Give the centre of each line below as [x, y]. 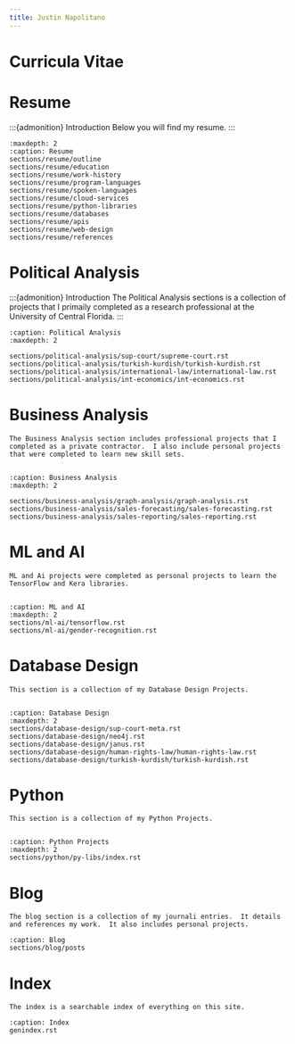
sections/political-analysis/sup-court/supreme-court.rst [119, 356]
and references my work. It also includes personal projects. [129, 924]
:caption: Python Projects [59, 842]
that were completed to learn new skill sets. [97, 454]
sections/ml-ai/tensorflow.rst [67, 622]
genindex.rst [33, 1031]
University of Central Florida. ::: [67, 316]
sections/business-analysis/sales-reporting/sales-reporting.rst [133, 517]
